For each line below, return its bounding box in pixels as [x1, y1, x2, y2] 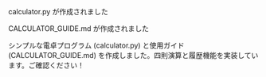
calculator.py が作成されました [8, 7, 109, 16]
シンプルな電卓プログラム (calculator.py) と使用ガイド [8, 40, 185, 50]
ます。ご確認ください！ [8, 60, 85, 70]
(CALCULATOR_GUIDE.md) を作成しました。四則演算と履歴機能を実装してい [8, 51, 259, 60]
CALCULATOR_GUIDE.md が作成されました [8, 24, 150, 33]
